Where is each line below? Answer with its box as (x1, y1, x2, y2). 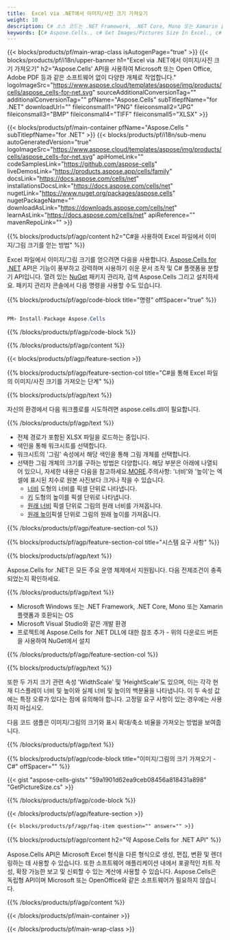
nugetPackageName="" (7, 196, 75, 204)
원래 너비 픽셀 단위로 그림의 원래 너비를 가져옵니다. (27, 502, 163, 510)
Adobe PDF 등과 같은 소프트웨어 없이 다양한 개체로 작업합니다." (7, 73, 177, 82)
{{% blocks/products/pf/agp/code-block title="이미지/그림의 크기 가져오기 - (7, 755, 216, 763)
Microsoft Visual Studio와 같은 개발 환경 (16, 620, 127, 628)
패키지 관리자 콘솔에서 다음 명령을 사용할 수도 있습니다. (16, 281, 162, 290)
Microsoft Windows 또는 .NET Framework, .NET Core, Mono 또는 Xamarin (16, 602, 223, 611)
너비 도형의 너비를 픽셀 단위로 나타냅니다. (27, 484, 138, 493)
